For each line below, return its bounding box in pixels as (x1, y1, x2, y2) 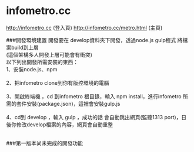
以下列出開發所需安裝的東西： (6, 58, 78, 65)
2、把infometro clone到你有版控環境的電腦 (6, 79, 109, 86)
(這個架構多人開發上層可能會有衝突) (6, 51, 93, 58)
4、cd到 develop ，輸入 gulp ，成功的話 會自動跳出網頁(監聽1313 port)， (6, 113, 182, 120)
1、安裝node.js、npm (6, 65, 58, 72)
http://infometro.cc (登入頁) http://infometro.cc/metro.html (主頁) (6, 24, 163, 31)
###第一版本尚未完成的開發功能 (6, 139, 83, 147)
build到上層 (11, 44, 39, 51)
